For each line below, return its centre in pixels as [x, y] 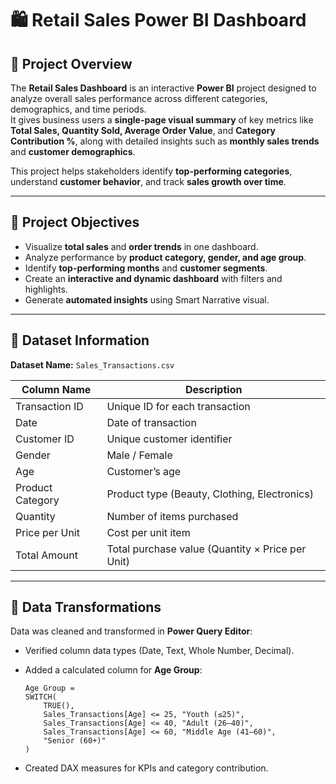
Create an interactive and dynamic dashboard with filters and [153, 278]
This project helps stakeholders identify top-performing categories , [151, 171]
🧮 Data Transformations [86, 607]
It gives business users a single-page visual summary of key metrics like [162, 120]
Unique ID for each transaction [178, 406]
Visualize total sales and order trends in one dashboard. [141, 246]
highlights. [46, 289]
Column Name [56, 389]
